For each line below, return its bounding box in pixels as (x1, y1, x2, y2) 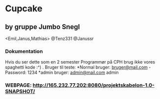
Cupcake (5, 3, 43, 14)
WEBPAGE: (5, 82, 32, 89)
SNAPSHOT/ (5, 88, 35, 95)
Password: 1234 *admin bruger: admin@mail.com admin (5, 69, 119, 75)
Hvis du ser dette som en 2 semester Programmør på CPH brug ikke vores (5, 59, 156, 65)
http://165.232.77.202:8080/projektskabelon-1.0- (32, 82, 155, 89)
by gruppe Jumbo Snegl (5, 23, 80, 31)
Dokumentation (5, 48, 43, 55)
